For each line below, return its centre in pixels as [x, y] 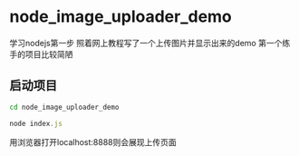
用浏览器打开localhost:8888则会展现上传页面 [93, 141]
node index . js [36, 123]
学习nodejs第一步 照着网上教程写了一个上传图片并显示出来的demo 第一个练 [150, 43]
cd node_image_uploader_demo [64, 107]
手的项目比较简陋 [41, 54]
